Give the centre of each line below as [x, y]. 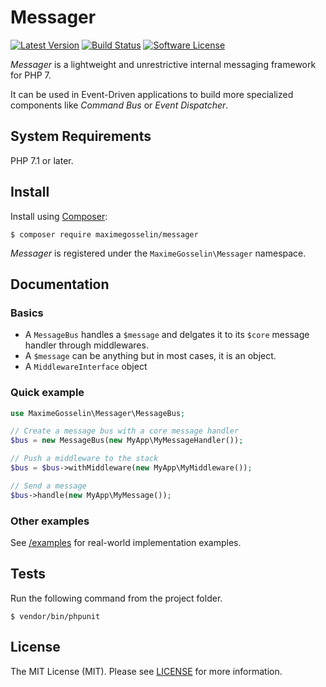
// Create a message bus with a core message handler [125, 431]
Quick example [47, 393]
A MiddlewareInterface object [86, 367]
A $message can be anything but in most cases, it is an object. [150, 356]
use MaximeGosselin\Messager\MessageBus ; [98, 413]
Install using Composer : [59, 216]
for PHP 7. [31, 75]
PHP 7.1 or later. [42, 160]
